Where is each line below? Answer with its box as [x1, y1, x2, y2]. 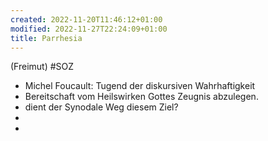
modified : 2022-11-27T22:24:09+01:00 [10, 24, 168, 34]
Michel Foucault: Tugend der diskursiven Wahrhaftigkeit [24, 80, 256, 92]
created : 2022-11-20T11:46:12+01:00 [10, 14, 163, 25]
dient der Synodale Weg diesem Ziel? [24, 101, 179, 113]
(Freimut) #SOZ [10, 61, 75, 73]
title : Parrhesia [10, 33, 83, 43]
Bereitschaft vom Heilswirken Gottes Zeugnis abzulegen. [24, 91, 259, 103]
